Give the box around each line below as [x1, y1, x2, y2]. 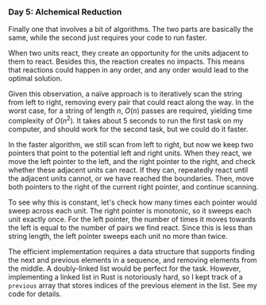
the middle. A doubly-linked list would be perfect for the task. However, [8, 264, 241, 273]
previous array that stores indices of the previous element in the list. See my [8, 280, 258, 290]
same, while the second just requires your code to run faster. [8, 33, 207, 42]
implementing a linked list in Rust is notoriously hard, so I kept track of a [8, 272, 244, 281]
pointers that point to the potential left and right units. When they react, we [8, 148, 253, 158]
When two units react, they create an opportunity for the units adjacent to [8, 49, 249, 58]
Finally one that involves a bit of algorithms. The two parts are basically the [8, 25, 254, 34]
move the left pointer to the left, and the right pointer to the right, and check [8, 156, 256, 166]
